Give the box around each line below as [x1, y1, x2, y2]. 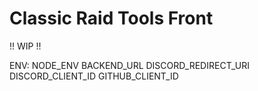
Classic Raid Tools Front [9, 7, 214, 30]
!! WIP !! [9, 40, 42, 52]
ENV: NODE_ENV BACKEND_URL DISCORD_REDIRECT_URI [9, 59, 250, 71]
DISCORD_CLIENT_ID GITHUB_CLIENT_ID [9, 70, 179, 82]
